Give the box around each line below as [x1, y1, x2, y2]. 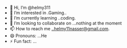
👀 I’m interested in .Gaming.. [9, 10, 67, 16]
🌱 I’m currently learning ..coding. [9, 15, 76, 21]
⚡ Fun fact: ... [9, 38, 37, 44]
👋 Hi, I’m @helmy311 [9, 5, 51, 10]
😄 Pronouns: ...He [9, 33, 47, 39]
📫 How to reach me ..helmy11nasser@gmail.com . [9, 26, 110, 31]
